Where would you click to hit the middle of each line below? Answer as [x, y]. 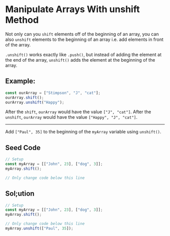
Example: [20, 81]
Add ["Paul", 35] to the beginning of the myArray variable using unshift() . [83, 132]
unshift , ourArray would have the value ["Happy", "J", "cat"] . [71, 117]
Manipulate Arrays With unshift [73, 9]
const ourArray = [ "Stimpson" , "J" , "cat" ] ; [53, 93]
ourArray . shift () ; [25, 98]
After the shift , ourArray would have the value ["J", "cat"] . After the [78, 112]
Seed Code [23, 148]
